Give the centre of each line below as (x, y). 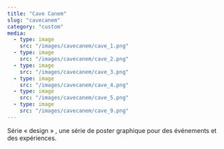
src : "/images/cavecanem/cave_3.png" (74, 72)
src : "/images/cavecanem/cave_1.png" (74, 46)
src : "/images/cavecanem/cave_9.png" (74, 111)
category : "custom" (35, 26)
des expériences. (32, 138)
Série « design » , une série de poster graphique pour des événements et (112, 130)
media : (17, 33)
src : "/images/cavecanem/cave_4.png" (74, 85)
